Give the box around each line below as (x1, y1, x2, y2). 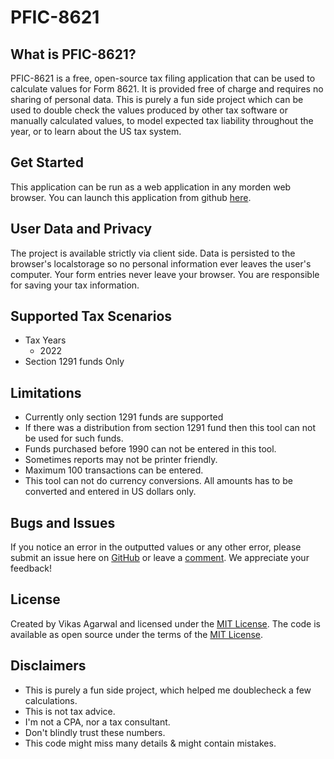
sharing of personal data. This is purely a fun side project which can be (10, 94, 304, 105)
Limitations (10, 384, 82, 401)
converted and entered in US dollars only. (24, 486, 197, 498)
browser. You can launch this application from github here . (10, 191, 252, 203)
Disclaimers (10, 657, 87, 675)
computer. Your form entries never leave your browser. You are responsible (10, 268, 320, 280)
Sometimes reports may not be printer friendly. (24, 454, 218, 466)
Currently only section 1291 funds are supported (24, 411, 224, 423)
